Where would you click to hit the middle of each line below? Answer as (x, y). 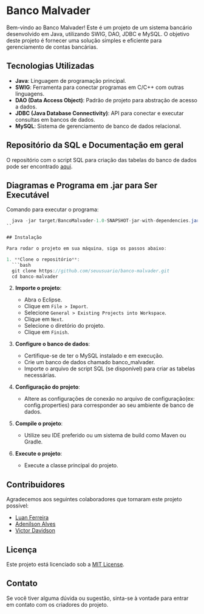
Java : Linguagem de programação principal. (70, 80)
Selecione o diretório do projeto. (64, 326)
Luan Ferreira (32, 518)
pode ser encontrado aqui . (39, 166)
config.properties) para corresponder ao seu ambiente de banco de (109, 405)
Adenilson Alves (35, 524)
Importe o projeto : (38, 288)
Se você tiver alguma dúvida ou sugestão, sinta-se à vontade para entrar (97, 598)
